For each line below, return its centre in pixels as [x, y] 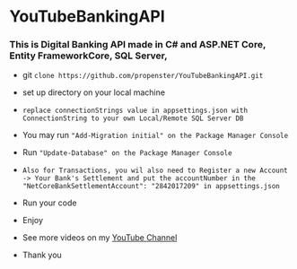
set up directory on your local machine [94, 92]
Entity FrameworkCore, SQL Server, [88, 56]
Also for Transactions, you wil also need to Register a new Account [155, 171]
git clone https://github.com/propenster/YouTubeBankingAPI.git [143, 75]
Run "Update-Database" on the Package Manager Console [127, 152]
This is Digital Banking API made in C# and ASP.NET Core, [138, 45]
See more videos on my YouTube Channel [100, 238]
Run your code [49, 203]
